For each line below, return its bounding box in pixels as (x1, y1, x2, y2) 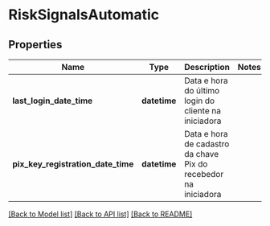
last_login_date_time (12, 95, 93, 106)
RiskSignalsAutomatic (8, 6, 160, 24)
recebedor (184, 169, 224, 179)
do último (184, 85, 220, 96)
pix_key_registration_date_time (12, 158, 134, 170)
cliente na (184, 105, 221, 116)
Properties (8, 38, 63, 51)
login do (184, 95, 215, 106)
